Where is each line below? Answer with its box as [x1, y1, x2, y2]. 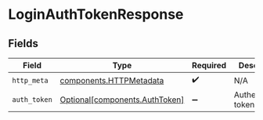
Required [191, 60, 227, 71]
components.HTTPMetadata [59, 75, 164, 85]
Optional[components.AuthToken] [59, 94, 185, 105]
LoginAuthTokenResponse [8, 5, 184, 24]
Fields [8, 37, 39, 50]
